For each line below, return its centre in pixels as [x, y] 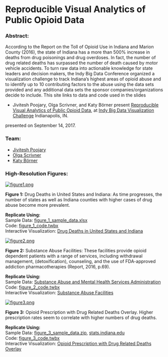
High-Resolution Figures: [37, 173]
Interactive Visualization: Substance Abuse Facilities [59, 293]
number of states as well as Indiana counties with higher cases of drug [79, 200]
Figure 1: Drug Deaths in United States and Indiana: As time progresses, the [84, 194]
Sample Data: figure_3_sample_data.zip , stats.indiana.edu [65, 333]
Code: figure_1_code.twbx [32, 226]
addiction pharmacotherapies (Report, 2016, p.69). [58, 267]
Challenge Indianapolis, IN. [40, 116]
